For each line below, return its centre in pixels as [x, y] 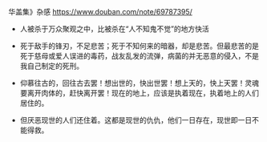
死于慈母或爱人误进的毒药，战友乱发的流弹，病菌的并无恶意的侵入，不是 [139, 56]
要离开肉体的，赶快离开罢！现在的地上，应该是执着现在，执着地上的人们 [139, 93]
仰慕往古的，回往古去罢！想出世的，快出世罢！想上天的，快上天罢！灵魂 [139, 83]
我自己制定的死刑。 [52, 66]
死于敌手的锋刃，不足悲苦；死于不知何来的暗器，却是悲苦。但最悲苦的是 [139, 46]
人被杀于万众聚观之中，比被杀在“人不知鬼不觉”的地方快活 [115, 29]
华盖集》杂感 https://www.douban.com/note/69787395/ [100, 12]
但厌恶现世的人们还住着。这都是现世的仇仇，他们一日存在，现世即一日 [136, 120]
